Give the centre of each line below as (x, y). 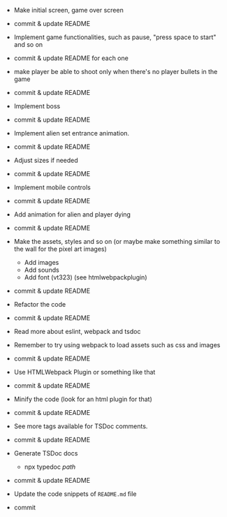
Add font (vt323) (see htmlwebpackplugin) (86, 277)
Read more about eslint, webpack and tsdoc (77, 332)
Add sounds (42, 270)
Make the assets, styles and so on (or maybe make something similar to (117, 241)
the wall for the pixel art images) (60, 249)
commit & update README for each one (71, 58)
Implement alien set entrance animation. (72, 133)
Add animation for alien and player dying (72, 214)
